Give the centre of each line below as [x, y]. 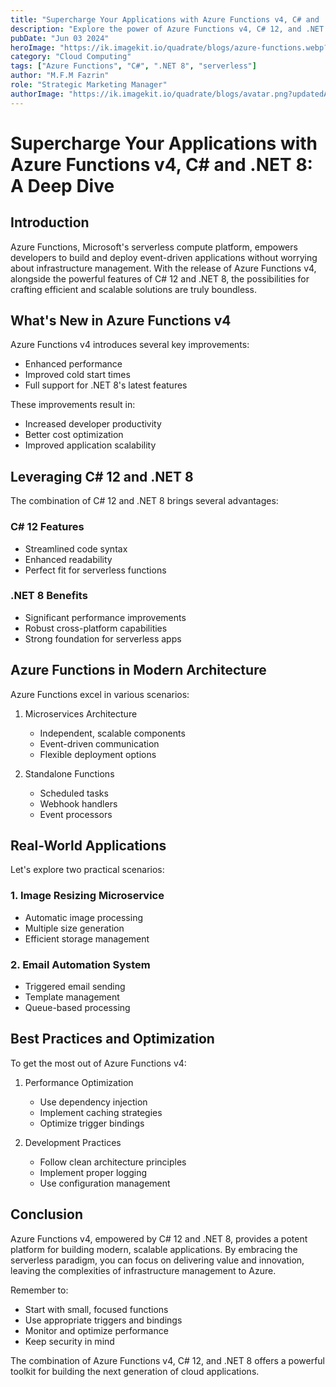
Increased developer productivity [93, 424]
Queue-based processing [77, 1008]
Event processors [76, 814]
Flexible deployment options [98, 754]
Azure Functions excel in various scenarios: [100, 694]
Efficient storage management [87, 938]
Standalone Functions [69, 773]
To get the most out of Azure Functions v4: [98, 1063]
